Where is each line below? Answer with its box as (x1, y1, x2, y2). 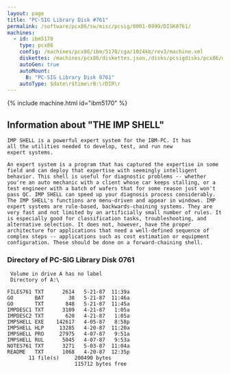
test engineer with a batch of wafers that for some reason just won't (7, 185, 216, 192)
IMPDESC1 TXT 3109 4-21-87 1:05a (7, 307, 130, 314)
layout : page (7, 10, 44, 17)
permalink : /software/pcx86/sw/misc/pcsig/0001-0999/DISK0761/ (7, 23, 192, 30)
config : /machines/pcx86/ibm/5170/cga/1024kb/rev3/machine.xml (19, 49, 204, 56)
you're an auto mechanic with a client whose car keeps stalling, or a (7, 179, 216, 186)
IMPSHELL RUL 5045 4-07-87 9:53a (7, 337, 130, 344)
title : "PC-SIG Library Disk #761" (7, 16, 109, 23)
